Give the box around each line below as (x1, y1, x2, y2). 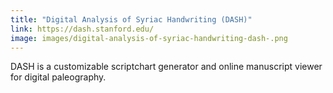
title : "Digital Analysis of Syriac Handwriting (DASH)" (10, 14, 253, 25)
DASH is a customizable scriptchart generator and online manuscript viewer (10, 61, 323, 73)
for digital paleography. (10, 71, 107, 83)
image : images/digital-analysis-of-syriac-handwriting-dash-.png (10, 33, 288, 43)
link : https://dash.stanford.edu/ (10, 24, 155, 34)
